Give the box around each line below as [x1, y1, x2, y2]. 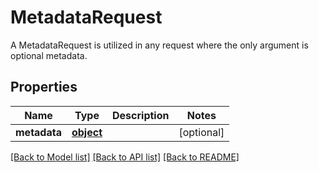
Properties [10, 79, 78, 96]
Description [112, 108, 170, 122]
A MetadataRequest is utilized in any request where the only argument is [10, 39, 309, 51]
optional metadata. [10, 49, 88, 61]
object [71, 125, 103, 139]
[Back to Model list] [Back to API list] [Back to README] [10, 151, 240, 163]
